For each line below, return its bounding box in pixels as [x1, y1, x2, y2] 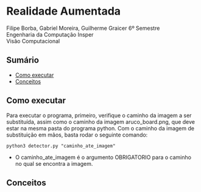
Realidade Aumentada [6, 4, 121, 18]
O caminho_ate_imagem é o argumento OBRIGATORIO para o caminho [15, 154, 192, 161]
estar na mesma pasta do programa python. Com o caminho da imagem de [6, 124, 195, 132]
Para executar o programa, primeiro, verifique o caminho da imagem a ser [6, 112, 192, 119]
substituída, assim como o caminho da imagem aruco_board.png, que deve [6, 118, 196, 126]
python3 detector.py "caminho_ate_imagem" [6, 143, 116, 149]
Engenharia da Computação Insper [6, 30, 94, 38]
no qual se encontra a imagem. [15, 160, 93, 167]
